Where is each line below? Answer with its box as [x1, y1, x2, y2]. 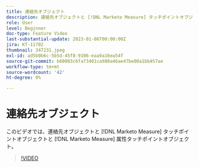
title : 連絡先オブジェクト [6, 8, 65, 15]
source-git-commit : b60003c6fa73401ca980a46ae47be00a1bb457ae [6, 58, 163, 64]
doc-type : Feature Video [6, 31, 68, 37]
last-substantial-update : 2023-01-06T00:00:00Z [6, 36, 127, 42]
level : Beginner [6, 25, 46, 31]
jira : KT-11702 [6, 42, 44, 48]
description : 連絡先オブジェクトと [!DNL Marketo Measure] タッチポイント [6, 14, 180, 20]
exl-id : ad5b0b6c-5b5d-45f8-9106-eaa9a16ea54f [6, 53, 124, 59]
